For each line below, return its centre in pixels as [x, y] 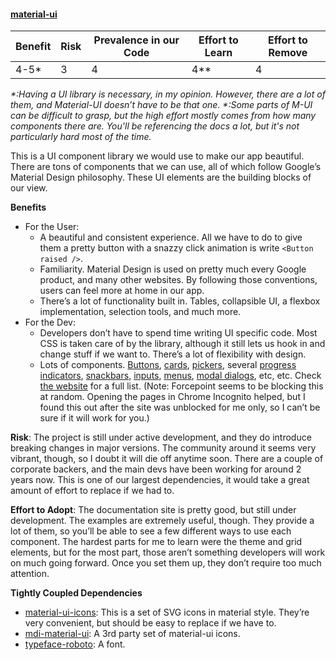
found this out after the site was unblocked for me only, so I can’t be [180, 407]
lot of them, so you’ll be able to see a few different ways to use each [151, 531]
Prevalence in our [136, 40]
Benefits [28, 207]
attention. [30, 574]
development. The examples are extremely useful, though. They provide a [162, 521]
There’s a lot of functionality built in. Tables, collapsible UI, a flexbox [180, 301]
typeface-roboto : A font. [75, 644]
